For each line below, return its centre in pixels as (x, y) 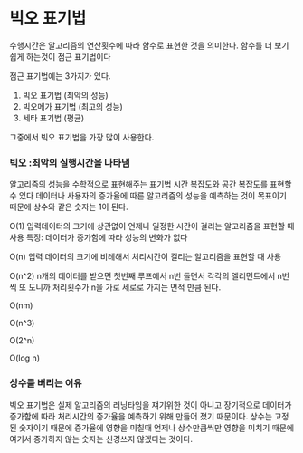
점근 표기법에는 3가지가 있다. (60, 76)
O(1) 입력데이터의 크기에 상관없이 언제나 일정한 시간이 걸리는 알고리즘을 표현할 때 (152, 226)
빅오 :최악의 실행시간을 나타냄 (70, 162)
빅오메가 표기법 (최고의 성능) (73, 106)
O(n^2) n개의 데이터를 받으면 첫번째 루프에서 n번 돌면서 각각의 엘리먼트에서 (142, 276)
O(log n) (25, 358)
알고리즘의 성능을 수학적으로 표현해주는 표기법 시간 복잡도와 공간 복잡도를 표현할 (151, 184)
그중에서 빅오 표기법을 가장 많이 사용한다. (82, 137)
